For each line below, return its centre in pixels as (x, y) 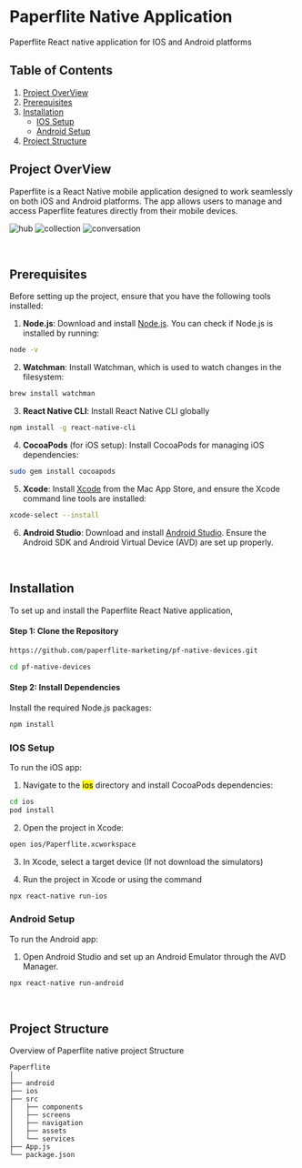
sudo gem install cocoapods (63, 471)
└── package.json (42, 1155)
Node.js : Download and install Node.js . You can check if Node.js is (148, 324)
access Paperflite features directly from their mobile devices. (124, 210)
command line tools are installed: (85, 498)
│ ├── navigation (46, 1123)
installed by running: (61, 333)
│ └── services (42, 1139)
